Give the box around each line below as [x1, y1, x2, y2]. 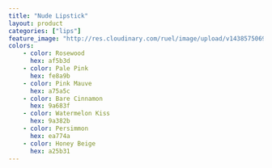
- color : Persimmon [23, 124, 89, 132]
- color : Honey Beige [23, 139, 96, 148]
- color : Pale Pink [23, 65, 89, 73]
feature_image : [8, 34, 60, 43]
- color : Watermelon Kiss [23, 110, 111, 118]
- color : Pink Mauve [23, 79, 92, 87]
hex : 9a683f [29, 102, 70, 110]
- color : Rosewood [23, 49, 85, 57]
